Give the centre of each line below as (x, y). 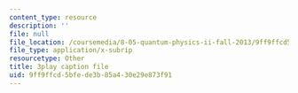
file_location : (37, 42)
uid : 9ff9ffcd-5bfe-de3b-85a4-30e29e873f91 (91, 75)
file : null (29, 34)
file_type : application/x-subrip (71, 50)
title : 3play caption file (59, 67)
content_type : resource (53, 17)
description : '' (39, 26)
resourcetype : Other (47, 58)
